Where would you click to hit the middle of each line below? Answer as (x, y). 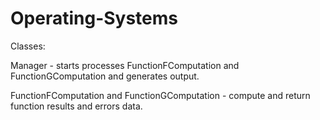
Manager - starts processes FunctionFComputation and (125, 65)
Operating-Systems (94, 18)
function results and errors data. (76, 106)
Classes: (28, 46)
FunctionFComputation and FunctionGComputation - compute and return (160, 95)
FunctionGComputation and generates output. (105, 76)
